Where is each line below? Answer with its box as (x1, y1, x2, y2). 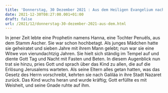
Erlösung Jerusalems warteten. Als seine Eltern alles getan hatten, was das (5, 67, 160, 73)
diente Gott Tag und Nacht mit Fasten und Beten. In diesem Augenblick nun (5, 56, 160, 62)
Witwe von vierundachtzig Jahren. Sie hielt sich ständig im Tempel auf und (5, 51, 159, 57)
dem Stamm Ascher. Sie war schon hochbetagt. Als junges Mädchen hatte (5, 40, 158, 46)
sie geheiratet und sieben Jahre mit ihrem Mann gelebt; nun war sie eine (5, 45, 154, 51)
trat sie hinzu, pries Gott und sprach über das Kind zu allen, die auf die (5, 61, 151, 67)
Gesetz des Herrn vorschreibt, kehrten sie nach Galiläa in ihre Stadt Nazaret (5, 72, 161, 78)
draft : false (5, 16, 32, 21)
